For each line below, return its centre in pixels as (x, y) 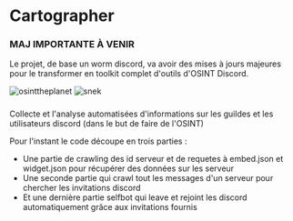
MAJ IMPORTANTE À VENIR (72, 45)
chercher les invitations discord (81, 188)
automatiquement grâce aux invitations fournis (110, 207)
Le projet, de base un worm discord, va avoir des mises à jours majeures (146, 64)
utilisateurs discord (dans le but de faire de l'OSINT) (107, 124)
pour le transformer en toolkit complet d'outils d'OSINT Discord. (129, 74)
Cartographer (62, 16)
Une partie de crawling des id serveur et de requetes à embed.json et (153, 159)
